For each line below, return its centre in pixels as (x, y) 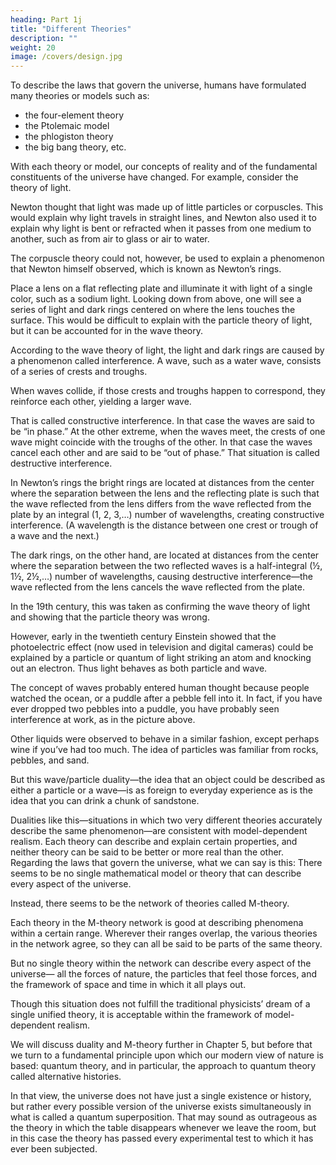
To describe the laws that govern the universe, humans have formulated (158, 85)
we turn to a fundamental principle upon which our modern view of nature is (167, 1055)
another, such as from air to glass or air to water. (110, 239)
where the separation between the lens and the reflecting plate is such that (165, 493)
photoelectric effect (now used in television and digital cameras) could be (162, 647)
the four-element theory (74, 115)
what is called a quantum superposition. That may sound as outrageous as (164, 1117)
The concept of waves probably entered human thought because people (160, 688)
